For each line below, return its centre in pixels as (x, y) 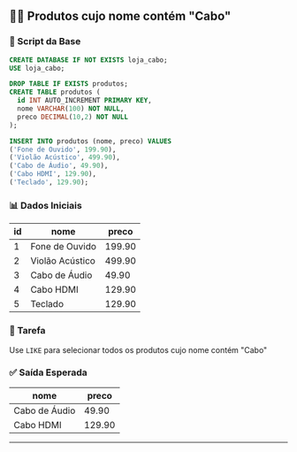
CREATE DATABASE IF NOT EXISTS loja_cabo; (88, 60)
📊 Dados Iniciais (46, 205)
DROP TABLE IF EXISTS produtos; (69, 84)
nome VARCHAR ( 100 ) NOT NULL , (71, 109)
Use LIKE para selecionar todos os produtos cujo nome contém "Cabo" (138, 349)
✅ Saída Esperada (48, 372)
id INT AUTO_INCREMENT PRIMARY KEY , (84, 101)
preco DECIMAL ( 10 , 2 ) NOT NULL (72, 117)
